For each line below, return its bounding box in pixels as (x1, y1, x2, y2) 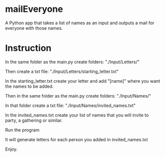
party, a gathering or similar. (5, 117, 63, 123)
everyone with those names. (5, 25, 63, 31)
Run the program (5, 127, 40, 133)
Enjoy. (5, 146, 18, 152)
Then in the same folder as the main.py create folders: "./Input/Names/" (5, 93, 151, 99)
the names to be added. (5, 83, 54, 89)
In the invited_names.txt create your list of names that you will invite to (5, 112, 149, 118)
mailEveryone (5, 3, 63, 15)
